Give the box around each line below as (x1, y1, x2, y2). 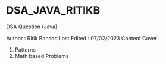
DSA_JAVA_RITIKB (6, 4, 101, 17)
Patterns (14, 46, 36, 53)
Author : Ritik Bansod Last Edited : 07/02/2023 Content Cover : (6, 34, 161, 41)
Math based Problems (14, 52, 69, 59)
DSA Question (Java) (6, 23, 58, 30)
